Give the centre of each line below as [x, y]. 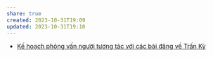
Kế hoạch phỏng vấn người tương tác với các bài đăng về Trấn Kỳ [111, 47]
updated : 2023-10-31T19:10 [46, 26]
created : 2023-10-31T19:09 [46, 20]
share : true [24, 14]
